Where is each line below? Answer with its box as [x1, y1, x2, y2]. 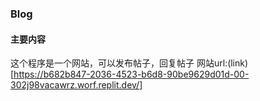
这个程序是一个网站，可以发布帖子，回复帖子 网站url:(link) [10, 57, 249, 69]
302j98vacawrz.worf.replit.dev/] [10, 79, 143, 91]
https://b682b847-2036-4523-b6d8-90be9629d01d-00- [13, 68, 250, 81]
